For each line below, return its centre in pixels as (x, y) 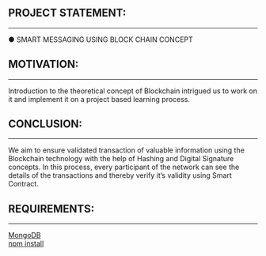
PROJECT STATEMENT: (67, 13)
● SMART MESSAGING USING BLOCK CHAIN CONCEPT (101, 40)
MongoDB (25, 235)
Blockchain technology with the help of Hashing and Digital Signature (121, 159)
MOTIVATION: (44, 64)
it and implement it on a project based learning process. (99, 99)
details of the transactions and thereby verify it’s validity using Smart (120, 175)
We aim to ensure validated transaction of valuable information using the (127, 150)
